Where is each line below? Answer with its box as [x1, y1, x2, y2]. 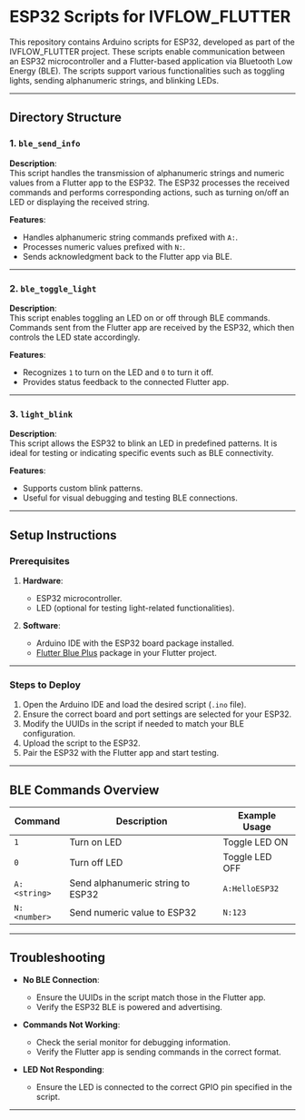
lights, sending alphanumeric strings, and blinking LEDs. [9, 74, 220, 85]
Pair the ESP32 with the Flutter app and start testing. [22, 748, 220, 758]
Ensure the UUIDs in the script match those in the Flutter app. [35, 992, 266, 1003]
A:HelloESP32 [222, 884, 280, 894]
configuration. [22, 728, 75, 739]
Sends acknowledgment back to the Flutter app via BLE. [22, 251, 233, 262]
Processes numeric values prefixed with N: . [22, 241, 186, 252]
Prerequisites [9, 554, 70, 567]
